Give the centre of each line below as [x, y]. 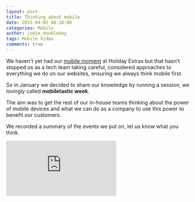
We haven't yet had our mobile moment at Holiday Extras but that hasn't [93, 61]
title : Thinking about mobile [43, 17]
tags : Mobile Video [30, 39]
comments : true [25, 45]
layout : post [22, 11]
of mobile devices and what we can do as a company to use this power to [95, 109]
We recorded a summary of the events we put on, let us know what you [93, 126]
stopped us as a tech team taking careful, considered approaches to [89, 67]
